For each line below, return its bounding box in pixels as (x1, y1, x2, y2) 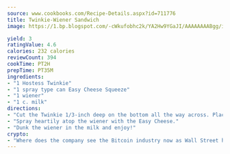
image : (7, 23, 26, 29)
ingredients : (7, 73, 44, 80)
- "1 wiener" (7, 92, 44, 99)
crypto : (7, 131, 29, 138)
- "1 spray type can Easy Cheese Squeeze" (7, 86, 130, 93)
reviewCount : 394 (7, 54, 57, 62)
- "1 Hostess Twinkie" (7, 79, 72, 86)
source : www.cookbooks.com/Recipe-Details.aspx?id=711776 (7, 10, 176, 17)
